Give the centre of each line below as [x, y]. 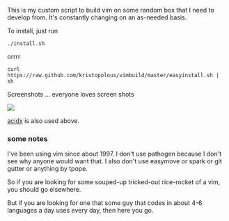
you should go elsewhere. [44, 190]
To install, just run [32, 31]
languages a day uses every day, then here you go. [80, 211]
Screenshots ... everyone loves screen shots [71, 94]
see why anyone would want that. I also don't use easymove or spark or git [115, 161]
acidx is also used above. [44, 121]
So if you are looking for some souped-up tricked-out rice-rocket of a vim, [114, 182]
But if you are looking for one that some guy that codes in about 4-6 [105, 203]
